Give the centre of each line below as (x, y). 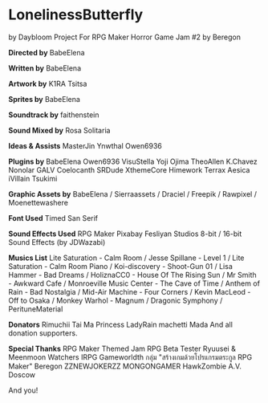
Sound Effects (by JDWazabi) (57, 242)
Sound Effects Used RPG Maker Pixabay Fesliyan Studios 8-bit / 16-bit (125, 234)
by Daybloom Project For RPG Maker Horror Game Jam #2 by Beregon (124, 37)
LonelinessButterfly (76, 15)
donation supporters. (43, 333)
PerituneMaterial (36, 309)
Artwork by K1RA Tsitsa (48, 83)
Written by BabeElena (45, 68)
